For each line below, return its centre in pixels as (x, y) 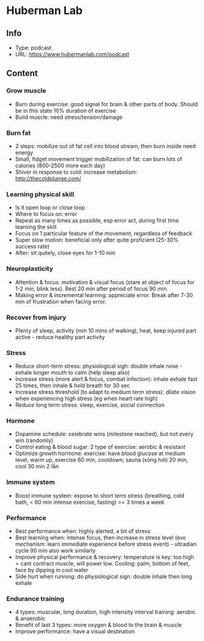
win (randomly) (34, 440)
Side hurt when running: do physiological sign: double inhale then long (104, 576)
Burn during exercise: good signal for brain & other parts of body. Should (106, 104)
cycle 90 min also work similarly (55, 551)
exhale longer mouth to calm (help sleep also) (72, 373)
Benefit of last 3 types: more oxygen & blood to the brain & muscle (98, 625)
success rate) (32, 246)
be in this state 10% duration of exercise (65, 110)
